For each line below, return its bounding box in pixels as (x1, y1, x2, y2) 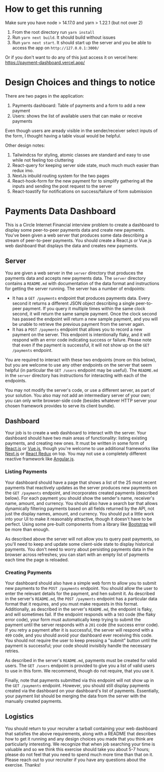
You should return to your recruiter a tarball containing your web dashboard (5, 725, 158, 731)
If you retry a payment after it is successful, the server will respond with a (5, 627, 154, 633)
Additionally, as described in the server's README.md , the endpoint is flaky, (5, 606, 153, 612)
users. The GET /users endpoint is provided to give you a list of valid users (5, 663, 155, 668)
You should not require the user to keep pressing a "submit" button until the (5, 638, 158, 643)
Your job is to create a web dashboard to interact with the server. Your (5, 430, 146, 436)
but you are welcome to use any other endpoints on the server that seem (5, 362, 152, 368)
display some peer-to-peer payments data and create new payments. (5, 227, 145, 233)
